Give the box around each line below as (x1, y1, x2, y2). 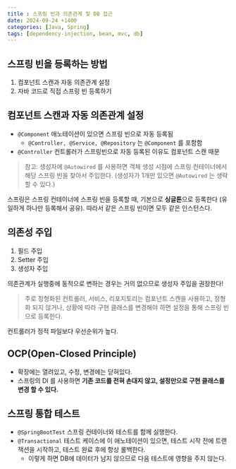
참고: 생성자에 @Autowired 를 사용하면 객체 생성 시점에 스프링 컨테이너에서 (24, 162, 228, 170)
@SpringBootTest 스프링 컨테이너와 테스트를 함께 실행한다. (17, 428, 178, 437)
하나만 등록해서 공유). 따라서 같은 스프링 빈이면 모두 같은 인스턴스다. (25, 203, 213, 212)
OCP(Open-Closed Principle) (7, 348, 137, 360)
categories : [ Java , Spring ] (7, 23, 90, 30)
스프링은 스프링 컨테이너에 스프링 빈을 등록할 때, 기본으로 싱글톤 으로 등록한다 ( (7, 195, 222, 203)
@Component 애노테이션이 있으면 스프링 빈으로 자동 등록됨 (17, 129, 174, 138)
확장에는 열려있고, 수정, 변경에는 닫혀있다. (17, 367, 132, 376)
